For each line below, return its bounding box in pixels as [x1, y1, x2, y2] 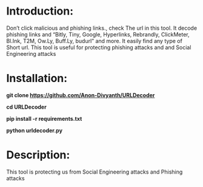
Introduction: [6, 4, 74, 18]
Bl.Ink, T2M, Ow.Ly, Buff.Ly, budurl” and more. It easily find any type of [6, 37, 183, 44]
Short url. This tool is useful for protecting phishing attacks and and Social [6, 44, 191, 51]
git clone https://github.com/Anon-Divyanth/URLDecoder [6, 91, 155, 98]
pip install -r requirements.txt [6, 115, 82, 122]
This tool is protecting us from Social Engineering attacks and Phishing [6, 168, 183, 175]
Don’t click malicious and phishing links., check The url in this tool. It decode [6, 24, 198, 32]
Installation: [6, 72, 68, 86]
